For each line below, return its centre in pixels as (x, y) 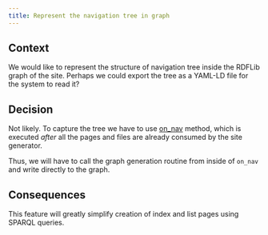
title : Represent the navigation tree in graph (89, 16)
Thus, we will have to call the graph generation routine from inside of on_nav (133, 161)
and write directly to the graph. (59, 169)
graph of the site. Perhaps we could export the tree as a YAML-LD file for (128, 76)
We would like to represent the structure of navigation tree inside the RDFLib (134, 67)
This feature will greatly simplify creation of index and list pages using (124, 214)
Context (29, 48)
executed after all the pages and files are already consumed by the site (125, 137)
